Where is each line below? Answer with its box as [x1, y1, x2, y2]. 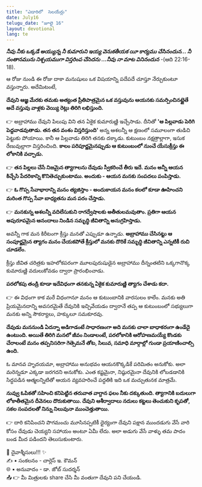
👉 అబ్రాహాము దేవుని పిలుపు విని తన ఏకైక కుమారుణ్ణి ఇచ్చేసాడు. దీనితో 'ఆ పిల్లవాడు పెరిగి [6, 118, 195, 125]
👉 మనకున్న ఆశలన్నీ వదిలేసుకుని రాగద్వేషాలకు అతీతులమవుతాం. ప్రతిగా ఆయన [6, 209, 176, 216]
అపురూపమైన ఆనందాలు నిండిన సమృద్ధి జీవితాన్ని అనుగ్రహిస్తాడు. [6, 217, 142, 224]
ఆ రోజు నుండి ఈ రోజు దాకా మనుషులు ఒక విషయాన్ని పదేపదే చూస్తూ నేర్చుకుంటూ [6, 75, 179, 83]
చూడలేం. [6, 246, 26, 253]
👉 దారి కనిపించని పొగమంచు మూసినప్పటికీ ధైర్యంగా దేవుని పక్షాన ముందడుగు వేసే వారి [6, 419, 190, 426]
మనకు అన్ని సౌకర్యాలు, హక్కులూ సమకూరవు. [6, 310, 104, 318]
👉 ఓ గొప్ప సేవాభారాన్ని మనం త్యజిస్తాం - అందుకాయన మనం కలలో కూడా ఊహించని [6, 186, 183, 193]
